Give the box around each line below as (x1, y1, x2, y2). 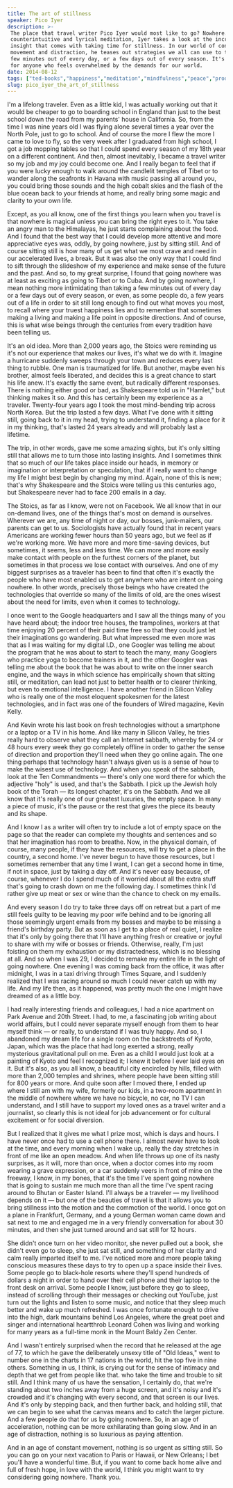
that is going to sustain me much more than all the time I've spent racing (7, 1181, 214, 1190)
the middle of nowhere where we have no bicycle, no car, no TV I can (7, 1094, 205, 1103)
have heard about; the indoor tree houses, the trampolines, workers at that (7, 618, 220, 627)
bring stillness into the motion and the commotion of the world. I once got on (7, 1203, 226, 1212)
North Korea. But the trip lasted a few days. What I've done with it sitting (7, 408, 214, 417)
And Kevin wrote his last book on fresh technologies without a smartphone (7, 721, 221, 729)
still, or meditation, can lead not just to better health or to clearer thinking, (7, 678, 217, 686)
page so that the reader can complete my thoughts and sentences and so (7, 831, 217, 839)
